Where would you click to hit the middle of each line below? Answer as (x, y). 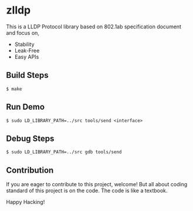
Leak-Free (27, 50)
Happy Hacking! (26, 202)
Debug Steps (30, 138)
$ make (14, 89)
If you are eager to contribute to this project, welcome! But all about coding (97, 184)
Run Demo (26, 107)
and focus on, (23, 32)
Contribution (30, 170)
